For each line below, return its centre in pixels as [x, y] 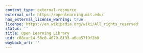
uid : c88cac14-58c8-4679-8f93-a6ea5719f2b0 [52, 38]
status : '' [17, 29]
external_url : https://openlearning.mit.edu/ [54, 15]
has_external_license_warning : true [44, 19]
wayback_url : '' [22, 43]
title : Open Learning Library [38, 33]
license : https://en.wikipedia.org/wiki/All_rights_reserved [72, 24]
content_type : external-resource [41, 10]
